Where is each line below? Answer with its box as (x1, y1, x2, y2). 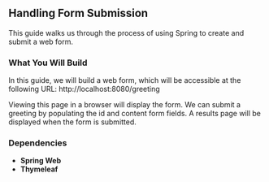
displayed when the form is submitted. (8, 117, 137, 127)
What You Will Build (8, 57, 88, 68)
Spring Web (20, 156, 62, 166)
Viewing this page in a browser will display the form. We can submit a (8, 100, 241, 110)
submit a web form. (8, 37, 74, 46)
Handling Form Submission (8, 6, 149, 20)
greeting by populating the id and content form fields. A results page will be (8, 109, 262, 119)
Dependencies (8, 137, 67, 149)
